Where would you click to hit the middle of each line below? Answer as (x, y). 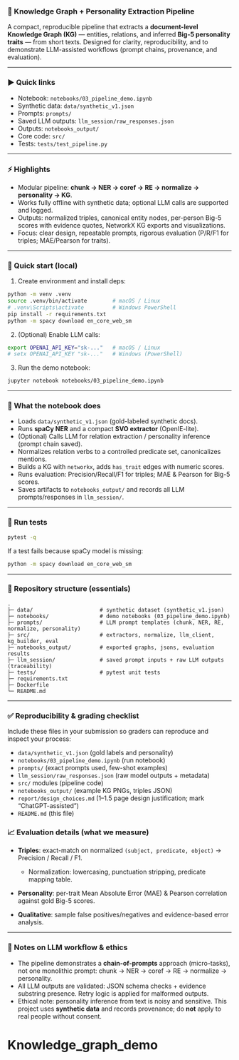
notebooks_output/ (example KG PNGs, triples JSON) (95, 791)
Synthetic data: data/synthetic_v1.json (76, 106)
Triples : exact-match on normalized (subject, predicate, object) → (119, 850)
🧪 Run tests (27, 523)
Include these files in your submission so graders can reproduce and (108, 732)
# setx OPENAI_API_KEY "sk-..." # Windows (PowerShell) (95, 354)
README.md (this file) (46, 814)
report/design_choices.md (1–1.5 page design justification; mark (111, 798)
